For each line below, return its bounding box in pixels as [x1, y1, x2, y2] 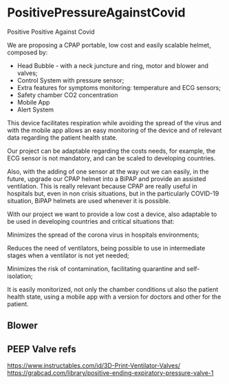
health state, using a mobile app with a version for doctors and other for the [7, 292, 221, 301]
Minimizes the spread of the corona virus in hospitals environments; [7, 231, 199, 239]
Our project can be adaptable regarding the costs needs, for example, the [7, 147, 216, 155]
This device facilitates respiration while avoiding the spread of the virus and [7, 118, 221, 127]
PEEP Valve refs [7, 343, 77, 355]
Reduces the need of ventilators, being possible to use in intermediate [7, 244, 206, 252]
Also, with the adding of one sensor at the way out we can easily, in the [7, 167, 209, 175]
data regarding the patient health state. [7, 133, 118, 142]
